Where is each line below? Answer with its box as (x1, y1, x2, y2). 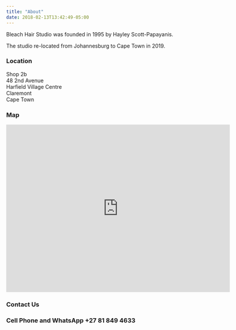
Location (6, 57, 33, 66)
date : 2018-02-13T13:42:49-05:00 (6, 14, 89, 20)
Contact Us (6, 300, 40, 309)
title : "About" (6, 8, 44, 15)
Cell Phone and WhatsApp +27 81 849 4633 (6, 316, 136, 325)
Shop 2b (6, 70, 27, 77)
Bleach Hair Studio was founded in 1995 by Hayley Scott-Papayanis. (6, 30, 174, 38)
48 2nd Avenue (6, 77, 44, 84)
